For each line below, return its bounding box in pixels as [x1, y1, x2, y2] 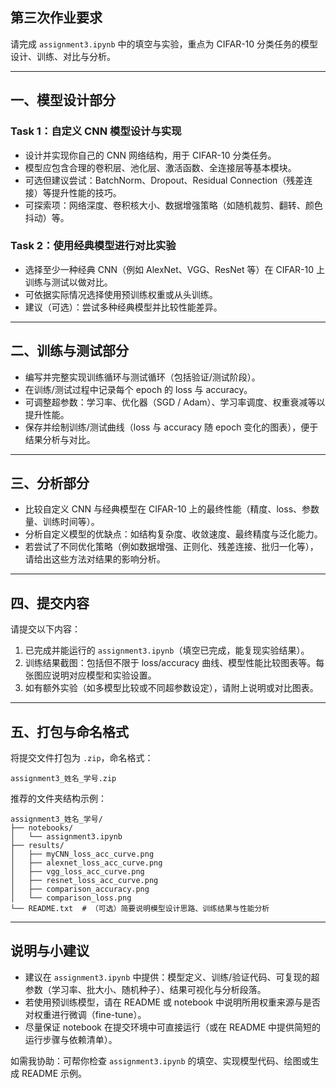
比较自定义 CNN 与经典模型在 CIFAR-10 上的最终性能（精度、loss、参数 [24, 503, 320, 515]
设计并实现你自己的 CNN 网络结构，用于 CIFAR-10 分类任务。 [24, 149, 277, 161]
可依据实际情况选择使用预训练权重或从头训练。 [24, 288, 218, 300]
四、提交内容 [10, 594, 90, 612]
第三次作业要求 [10, 9, 103, 27]
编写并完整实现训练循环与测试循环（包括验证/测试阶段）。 [24, 371, 261, 383]
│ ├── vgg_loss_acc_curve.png [10, 867, 145, 877]
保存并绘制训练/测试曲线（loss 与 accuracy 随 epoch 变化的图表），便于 [24, 421, 319, 433]
